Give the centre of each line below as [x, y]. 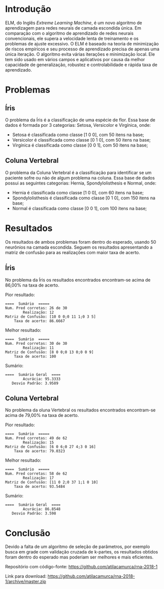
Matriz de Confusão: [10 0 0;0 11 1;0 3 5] [51, 317]
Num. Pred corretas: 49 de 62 [36, 438]
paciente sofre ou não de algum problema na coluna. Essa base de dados [80, 178]
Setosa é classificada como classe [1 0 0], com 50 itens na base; [78, 135]
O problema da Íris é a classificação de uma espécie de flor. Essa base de [80, 120]
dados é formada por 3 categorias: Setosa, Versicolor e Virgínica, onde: [78, 125]
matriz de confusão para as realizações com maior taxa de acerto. [73, 252]
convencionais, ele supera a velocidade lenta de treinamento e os [72, 38]
